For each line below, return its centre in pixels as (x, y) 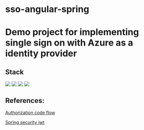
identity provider (41, 53)
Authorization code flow (30, 112)
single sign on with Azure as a (69, 43)
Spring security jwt (25, 122)
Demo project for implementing (72, 32)
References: (25, 101)
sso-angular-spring (47, 9)
